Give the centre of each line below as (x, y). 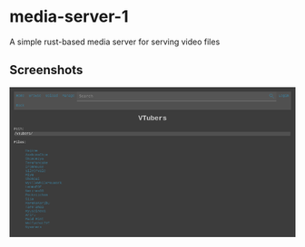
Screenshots (46, 70)
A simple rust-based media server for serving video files (115, 42)
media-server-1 (69, 17)
